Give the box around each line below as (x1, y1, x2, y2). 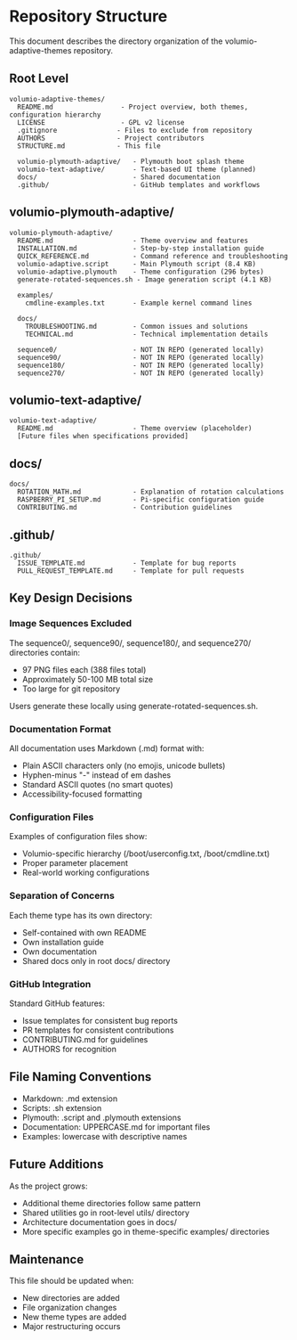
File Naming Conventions (9, 1069, 152, 1084)
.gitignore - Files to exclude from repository (17, 126, 253, 135)
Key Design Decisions (9, 591, 133, 606)
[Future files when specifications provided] (17, 432, 189, 441)
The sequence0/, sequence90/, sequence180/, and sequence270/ (9, 637, 252, 648)
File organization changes (21, 1303, 117, 1313)
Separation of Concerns (9, 889, 116, 902)
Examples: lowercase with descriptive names (21, 1131, 188, 1141)
